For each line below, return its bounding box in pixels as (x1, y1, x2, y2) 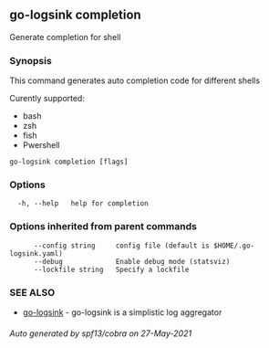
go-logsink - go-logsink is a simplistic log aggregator (22, 307, 222, 318)
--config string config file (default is (33, 241, 210, 250)
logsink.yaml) (9, 248, 64, 258)
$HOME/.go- (212, 241, 255, 250)
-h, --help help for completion (17, 199, 149, 208)
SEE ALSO (9, 286, 56, 299)
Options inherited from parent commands (9, 220, 198, 233)
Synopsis (9, 54, 52, 67)
